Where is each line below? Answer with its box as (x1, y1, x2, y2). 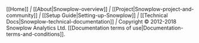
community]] (6, 12, 38, 19)
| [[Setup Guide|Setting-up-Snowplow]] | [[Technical (38, 12, 168, 19)
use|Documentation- (132, 24, 184, 31)
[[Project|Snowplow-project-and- (112, 6, 194, 12)
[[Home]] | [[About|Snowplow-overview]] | (6, 6, 111, 12)
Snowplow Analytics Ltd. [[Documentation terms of (6, 24, 132, 31)
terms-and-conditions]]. (6, 31, 66, 38)
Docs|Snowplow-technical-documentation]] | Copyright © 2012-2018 (6, 18, 177, 25)
